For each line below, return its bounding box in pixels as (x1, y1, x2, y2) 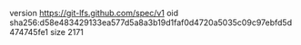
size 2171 (49, 27, 85, 37)
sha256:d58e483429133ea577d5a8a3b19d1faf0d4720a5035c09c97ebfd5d (9, 17, 293, 28)
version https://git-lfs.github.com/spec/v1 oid (9, 8, 179, 18)
